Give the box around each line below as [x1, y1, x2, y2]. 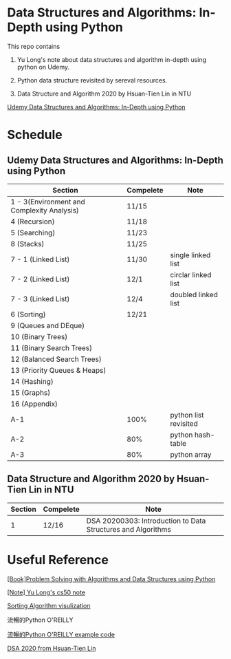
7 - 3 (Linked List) [10, 294, 70, 303]
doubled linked [170, 290, 219, 299]
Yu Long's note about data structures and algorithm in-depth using [16, 55, 207, 63]
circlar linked [170, 270, 212, 279]
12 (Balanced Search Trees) [10, 354, 102, 364]
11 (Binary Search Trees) [10, 343, 93, 352]
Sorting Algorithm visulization [7, 601, 91, 609]
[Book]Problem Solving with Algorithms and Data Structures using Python [7, 574, 216, 583]
